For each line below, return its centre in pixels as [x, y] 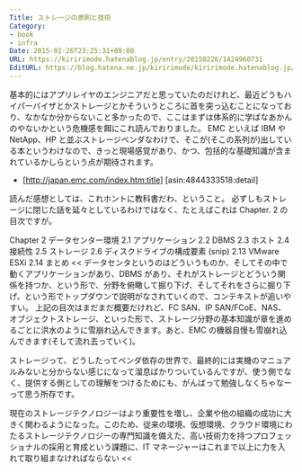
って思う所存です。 [44, 394]
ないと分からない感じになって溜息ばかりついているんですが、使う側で [155, 371]
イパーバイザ [33, 105]
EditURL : [26, 68]
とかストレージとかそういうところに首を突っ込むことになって [170, 105]
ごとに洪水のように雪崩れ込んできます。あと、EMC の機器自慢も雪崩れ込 [152, 330]
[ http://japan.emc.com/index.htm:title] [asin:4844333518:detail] [140, 180]
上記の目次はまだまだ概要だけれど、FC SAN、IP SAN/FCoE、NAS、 [160, 307]
